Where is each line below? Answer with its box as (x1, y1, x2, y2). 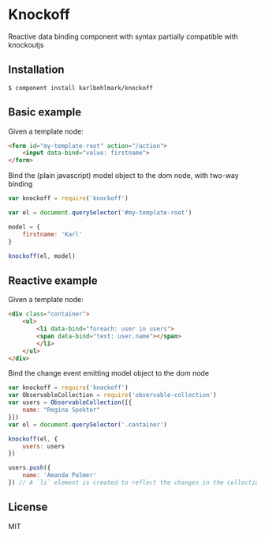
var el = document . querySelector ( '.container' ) (8, 421, 168, 429)
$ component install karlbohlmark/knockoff (8, 84, 154, 92)
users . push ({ (8, 464, 51, 472)
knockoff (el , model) (8, 251, 77, 260)
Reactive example (8, 274, 98, 287)
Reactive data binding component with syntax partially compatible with (8, 32, 239, 41)
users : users (22, 442, 65, 450)
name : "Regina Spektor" (22, 406, 101, 414)
